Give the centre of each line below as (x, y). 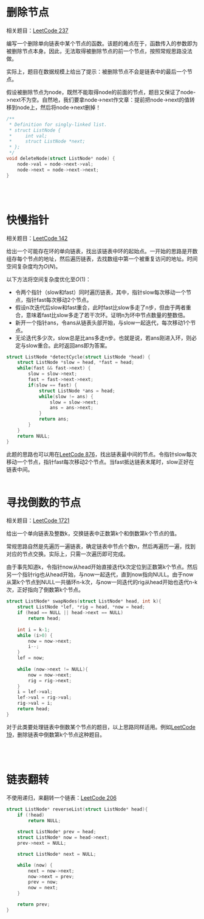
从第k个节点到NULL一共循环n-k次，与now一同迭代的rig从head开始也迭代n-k (102, 582)
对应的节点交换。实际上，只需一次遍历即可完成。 (67, 554)
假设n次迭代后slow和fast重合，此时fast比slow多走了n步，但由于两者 (100, 307)
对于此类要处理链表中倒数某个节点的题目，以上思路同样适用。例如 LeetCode (101, 727)
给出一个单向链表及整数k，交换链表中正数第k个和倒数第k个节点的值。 (93, 534)
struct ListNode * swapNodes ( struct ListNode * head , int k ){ (84, 601)
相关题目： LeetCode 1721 (38, 520)
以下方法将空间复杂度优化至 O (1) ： (49, 279)
